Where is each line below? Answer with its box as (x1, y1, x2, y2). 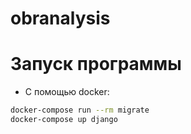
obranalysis (10, 7, 111, 30)
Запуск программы (10, 53, 182, 76)
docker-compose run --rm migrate (10, 105, 150, 116)
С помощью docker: (24, 86, 110, 98)
